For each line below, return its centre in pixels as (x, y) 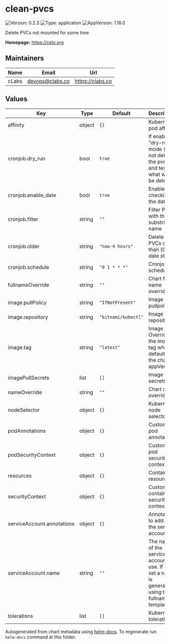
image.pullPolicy (27, 302)
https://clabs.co (93, 81)
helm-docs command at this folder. (41, 637)
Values (16, 99)
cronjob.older (24, 246)
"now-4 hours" (116, 246)
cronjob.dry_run (27, 158)
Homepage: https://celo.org (35, 42)
